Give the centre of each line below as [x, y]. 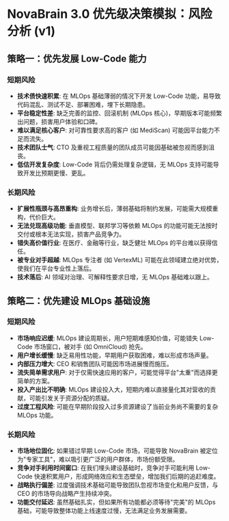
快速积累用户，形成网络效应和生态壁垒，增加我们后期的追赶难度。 [127, 476]
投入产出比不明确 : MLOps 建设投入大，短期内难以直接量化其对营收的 [113, 389]
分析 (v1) [31, 31]
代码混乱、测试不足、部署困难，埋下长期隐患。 [83, 104]
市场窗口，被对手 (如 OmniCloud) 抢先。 [90, 346]
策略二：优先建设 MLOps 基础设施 [79, 301]
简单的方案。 [35, 381]
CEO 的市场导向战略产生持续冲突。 [66, 494]
